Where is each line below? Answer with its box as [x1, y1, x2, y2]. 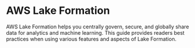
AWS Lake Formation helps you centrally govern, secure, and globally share [6, 23, 190, 30]
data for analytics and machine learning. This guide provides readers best [6, 29, 185, 36]
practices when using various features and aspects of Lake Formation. [6, 35, 177, 42]
